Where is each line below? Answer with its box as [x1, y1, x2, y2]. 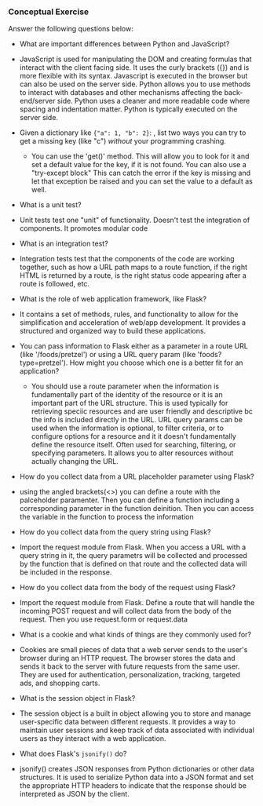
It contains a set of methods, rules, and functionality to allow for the [19, 309, 239, 319]
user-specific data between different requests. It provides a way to [19, 717, 236, 727]
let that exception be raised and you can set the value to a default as [31, 177, 253, 186]
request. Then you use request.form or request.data [19, 615, 188, 624]
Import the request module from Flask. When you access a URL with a [19, 542, 247, 552]
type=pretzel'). [19, 358, 68, 367]
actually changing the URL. [31, 457, 119, 466]
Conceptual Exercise [8, 6, 89, 17]
